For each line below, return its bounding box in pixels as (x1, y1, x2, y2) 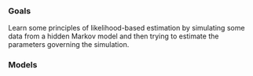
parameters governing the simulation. (8, 40, 130, 49)
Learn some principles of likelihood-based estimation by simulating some (8, 24, 245, 33)
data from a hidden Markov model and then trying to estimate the (8, 31, 219, 41)
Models (8, 60, 38, 71)
